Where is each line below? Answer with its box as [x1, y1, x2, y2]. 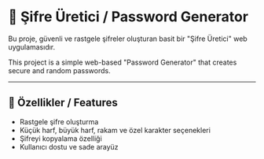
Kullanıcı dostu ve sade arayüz [19, 142, 119, 151]
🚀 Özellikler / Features [8, 96, 118, 109]
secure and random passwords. [8, 65, 112, 75]
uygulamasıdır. [8, 42, 56, 51]
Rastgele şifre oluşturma [19, 116, 99, 126]
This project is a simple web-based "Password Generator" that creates [8, 57, 237, 67]
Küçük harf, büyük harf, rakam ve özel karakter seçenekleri [19, 125, 211, 135]
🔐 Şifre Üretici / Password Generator [8, 8, 249, 26]
